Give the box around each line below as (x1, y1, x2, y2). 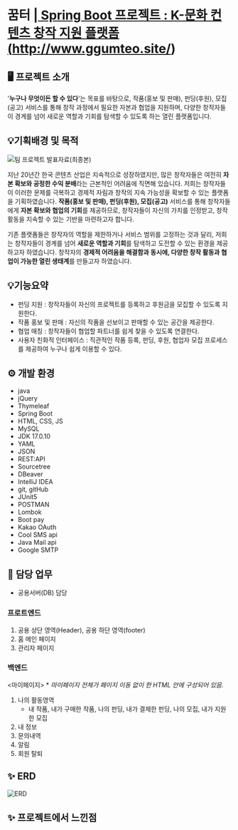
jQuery (17, 394, 38, 403)
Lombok (17, 508, 43, 516)
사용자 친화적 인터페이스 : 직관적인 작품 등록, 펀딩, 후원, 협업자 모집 (17, 335, 203, 344)
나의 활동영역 (17, 695, 55, 704)
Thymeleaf (17, 401, 50, 411)
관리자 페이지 (17, 643, 55, 652)
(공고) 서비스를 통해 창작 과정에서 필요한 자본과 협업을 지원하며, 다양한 (7, 103, 202, 111)
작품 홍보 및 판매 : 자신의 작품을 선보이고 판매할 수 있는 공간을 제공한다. (17, 317, 215, 326)
